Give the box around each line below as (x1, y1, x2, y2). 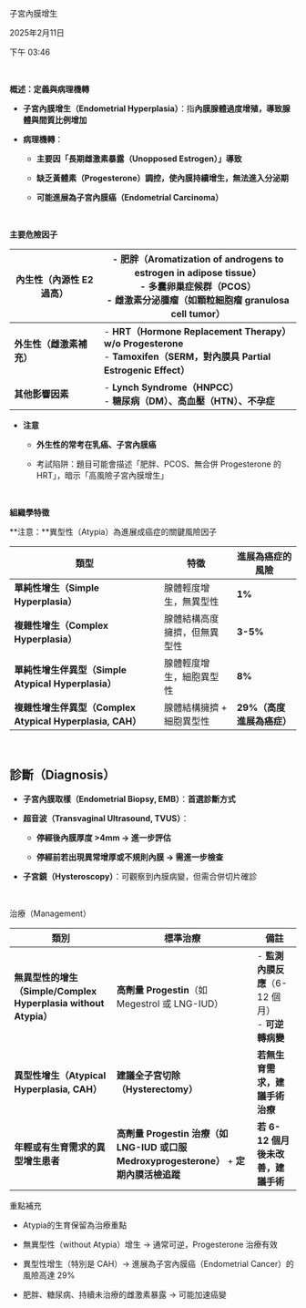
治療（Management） (9, 908, 91, 919)
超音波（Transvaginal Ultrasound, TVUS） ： (22, 812, 189, 823)
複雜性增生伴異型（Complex (14, 701, 137, 714)
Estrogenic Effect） (103, 364, 190, 376)
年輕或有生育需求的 (14, 1140, 97, 1153)
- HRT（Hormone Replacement (103, 325, 243, 337)
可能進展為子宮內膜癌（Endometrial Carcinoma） (36, 192, 224, 202)
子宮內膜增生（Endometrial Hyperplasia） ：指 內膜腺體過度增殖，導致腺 (22, 103, 291, 114)
